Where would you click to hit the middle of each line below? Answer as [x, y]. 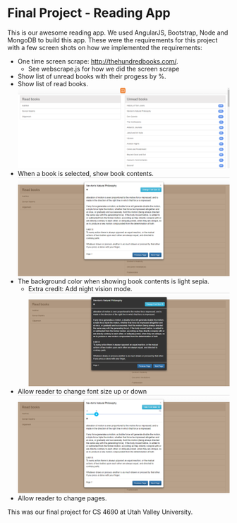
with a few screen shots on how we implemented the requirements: [105, 47]
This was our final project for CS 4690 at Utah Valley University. [100, 512]
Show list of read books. [53, 83]
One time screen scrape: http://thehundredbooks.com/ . [98, 61]
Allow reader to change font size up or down [82, 392]
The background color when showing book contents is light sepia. [113, 281]
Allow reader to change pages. [62, 498]
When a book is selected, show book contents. [85, 173]
